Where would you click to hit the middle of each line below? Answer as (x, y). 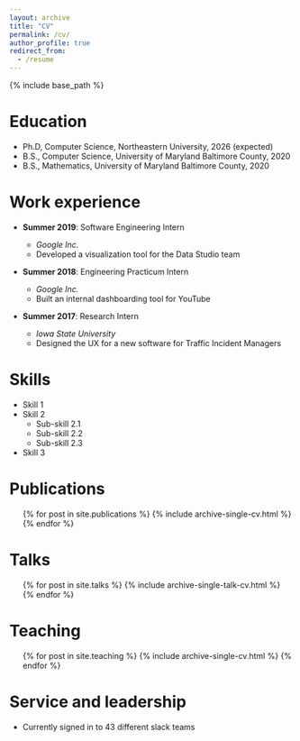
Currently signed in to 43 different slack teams (109, 727)
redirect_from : (38, 51)
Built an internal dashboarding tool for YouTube (123, 298)
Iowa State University (76, 334)
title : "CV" (32, 26)
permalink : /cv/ (40, 34)
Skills (30, 380)
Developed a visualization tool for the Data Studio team (138, 254)
